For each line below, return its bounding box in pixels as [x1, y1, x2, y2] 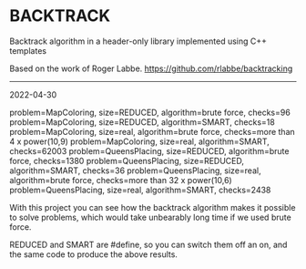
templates [9, 45, 47, 56]
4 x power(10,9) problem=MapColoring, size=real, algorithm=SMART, [9, 136, 270, 147]
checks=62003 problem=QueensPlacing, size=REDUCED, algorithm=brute [9, 145, 290, 156]
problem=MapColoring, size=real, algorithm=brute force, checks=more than [9, 126, 296, 137]
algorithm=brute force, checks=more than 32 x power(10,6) [9, 174, 232, 185]
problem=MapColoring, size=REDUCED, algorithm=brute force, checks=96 [9, 107, 291, 118]
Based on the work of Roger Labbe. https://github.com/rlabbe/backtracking [9, 63, 293, 74]
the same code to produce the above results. [9, 248, 178, 260]
